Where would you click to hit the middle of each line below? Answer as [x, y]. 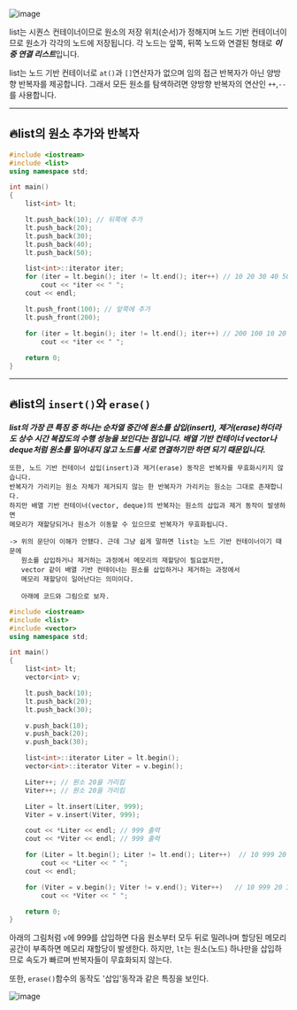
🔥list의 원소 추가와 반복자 [74, 134]
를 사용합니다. [33, 95]
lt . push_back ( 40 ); [59, 244]
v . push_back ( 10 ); [57, 726]
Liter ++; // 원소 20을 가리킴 [75, 782]
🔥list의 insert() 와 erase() [80, 404]
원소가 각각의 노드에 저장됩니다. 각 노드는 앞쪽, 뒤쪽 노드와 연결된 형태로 [149, 43]
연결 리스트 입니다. [49, 54]
